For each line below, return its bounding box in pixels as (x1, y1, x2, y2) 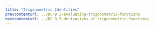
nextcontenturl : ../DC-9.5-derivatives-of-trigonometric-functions (5, 16, 149, 21)
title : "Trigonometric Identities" (5, 7, 80, 12)
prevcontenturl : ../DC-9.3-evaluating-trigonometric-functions (5, 12, 140, 17)
